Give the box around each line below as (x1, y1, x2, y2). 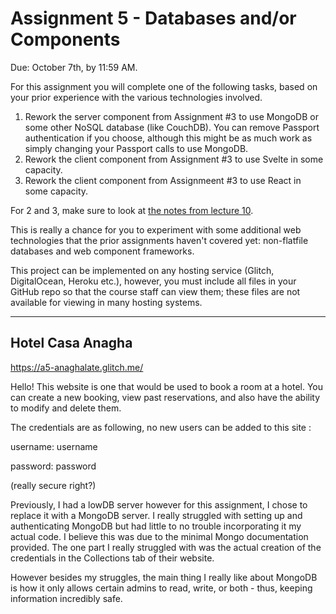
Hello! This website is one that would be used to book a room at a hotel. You (10, 380, 324, 392)
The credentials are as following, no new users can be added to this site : (10, 421, 312, 433)
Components (10, 28, 121, 51)
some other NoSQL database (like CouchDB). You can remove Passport (24, 121, 320, 133)
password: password (10, 460, 97, 472)
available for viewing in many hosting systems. (10, 296, 203, 308)
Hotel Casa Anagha (10, 335, 133, 352)
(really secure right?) (10, 479, 97, 491)
